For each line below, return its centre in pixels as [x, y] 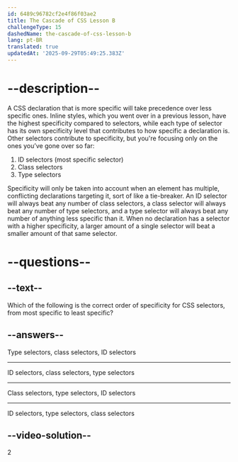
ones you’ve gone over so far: [51, 145]
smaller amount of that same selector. [62, 233]
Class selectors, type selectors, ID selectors [72, 393]
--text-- [25, 288]
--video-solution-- [49, 435]
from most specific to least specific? [60, 312]
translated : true [33, 47]
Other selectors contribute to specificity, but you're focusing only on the [113, 138]
